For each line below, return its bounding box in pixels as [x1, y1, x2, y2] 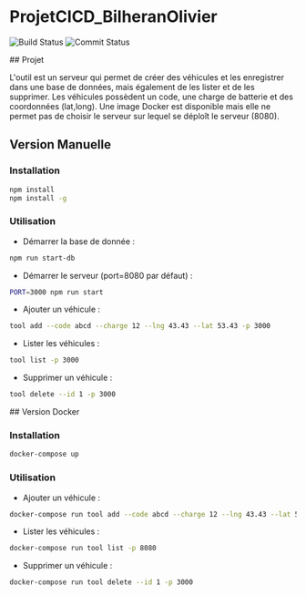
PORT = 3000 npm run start [9, 287, 104, 297]
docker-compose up [9, 449, 79, 459]
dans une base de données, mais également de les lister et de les [9, 81, 255, 92]
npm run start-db [9, 253, 76, 262]
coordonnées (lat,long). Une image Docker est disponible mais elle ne [9, 100, 271, 111]
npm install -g [9, 193, 67, 202]
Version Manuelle [9, 137, 112, 152]
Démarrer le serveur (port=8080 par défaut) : [22, 270, 193, 281]
